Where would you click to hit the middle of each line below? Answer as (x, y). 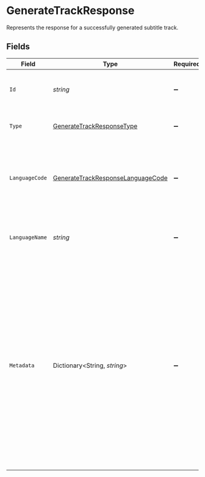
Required (187, 63)
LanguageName (28, 237)
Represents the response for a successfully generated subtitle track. (92, 27)
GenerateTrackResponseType (95, 126)
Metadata (22, 365)
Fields (18, 47)
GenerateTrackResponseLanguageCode (110, 178)
